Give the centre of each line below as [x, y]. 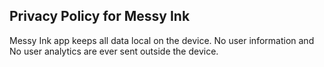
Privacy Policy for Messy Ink [100, 16]
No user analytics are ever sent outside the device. [114, 51]
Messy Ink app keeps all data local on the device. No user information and [162, 40]
